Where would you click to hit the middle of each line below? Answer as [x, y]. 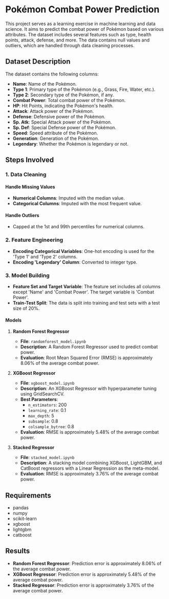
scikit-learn [25, 518]
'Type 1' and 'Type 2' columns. [45, 256]
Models [14, 320]
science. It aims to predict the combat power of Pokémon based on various [84, 29]
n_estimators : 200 [47, 405]
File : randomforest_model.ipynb [53, 342]
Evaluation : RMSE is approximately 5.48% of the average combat [90, 432]
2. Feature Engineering [34, 240]
